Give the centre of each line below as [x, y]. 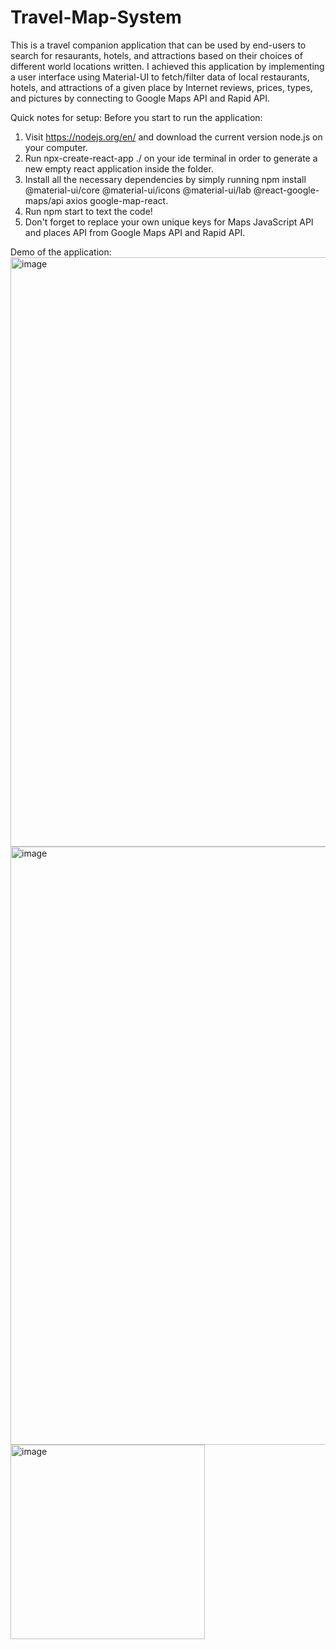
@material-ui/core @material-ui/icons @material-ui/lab [138, 190]
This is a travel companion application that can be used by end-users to [158, 45]
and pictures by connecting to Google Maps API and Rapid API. [140, 98]
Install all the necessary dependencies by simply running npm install [165, 179]
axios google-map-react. [117, 200]
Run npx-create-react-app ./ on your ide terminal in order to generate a [171, 158]
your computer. [56, 147]
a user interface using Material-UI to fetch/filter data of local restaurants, [160, 77]
